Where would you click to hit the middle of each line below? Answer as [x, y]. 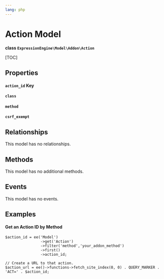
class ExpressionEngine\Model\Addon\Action [50, 48]
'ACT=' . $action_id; [27, 272]
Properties [22, 73]
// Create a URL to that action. [39, 263]
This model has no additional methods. [44, 171]
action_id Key [20, 85]
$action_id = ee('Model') [32, 238]
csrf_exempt [17, 117]
